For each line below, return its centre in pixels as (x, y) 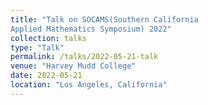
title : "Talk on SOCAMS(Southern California (104, 19)
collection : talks (48, 38)
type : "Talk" (37, 47)
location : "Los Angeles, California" (89, 85)
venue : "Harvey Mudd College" (73, 66)
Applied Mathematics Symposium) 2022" (91, 29)
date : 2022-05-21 (46, 76)
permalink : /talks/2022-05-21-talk (84, 57)
